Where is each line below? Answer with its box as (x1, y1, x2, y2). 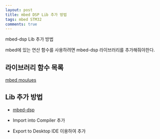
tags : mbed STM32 (5, 17, 42, 22)
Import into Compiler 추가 (12, 117, 65, 123)
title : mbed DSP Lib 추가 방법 (5, 12, 67, 17)
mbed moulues (5, 77, 36, 83)
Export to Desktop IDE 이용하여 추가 (12, 128, 86, 134)
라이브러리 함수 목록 (5, 63, 64, 72)
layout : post (5, 7, 33, 13)
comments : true (5, 21, 37, 27)
